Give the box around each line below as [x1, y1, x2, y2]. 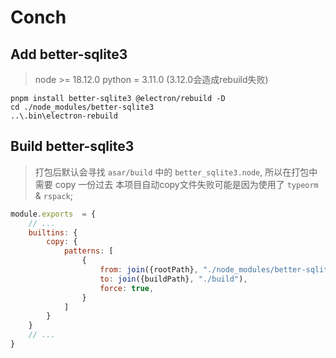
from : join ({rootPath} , [99, 265, 199, 275]
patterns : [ [63, 246, 114, 256]
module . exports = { [10, 209, 97, 219]
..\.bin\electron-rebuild [10, 111, 118, 121]
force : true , [99, 283, 155, 293]
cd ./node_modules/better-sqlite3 [10, 102, 155, 112]
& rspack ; [34, 189, 73, 201]
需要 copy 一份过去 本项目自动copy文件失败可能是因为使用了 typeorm [34, 178, 319, 190]
